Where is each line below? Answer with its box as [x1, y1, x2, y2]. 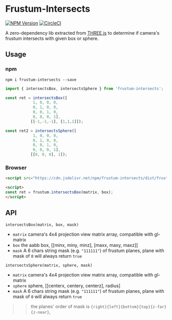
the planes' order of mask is [30, 303, 90, 309]
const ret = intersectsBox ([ [5, 95, 68, 100]
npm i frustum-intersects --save [5, 77, 77, 82]
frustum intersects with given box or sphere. [5, 35, 99, 41]
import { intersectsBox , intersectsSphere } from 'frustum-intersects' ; [5, 86, 164, 91]
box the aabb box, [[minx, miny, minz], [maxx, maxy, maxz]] [12, 242, 138, 248]
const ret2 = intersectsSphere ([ [5, 128, 77, 133]
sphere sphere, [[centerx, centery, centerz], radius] [12, 282, 121, 289]
